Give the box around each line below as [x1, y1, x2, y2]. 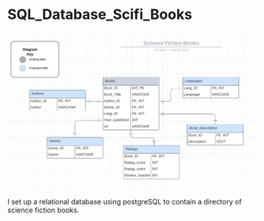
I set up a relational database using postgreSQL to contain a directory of [7, 197, 242, 206]
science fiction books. [7, 205, 80, 215]
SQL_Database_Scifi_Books [7, 6, 193, 24]
